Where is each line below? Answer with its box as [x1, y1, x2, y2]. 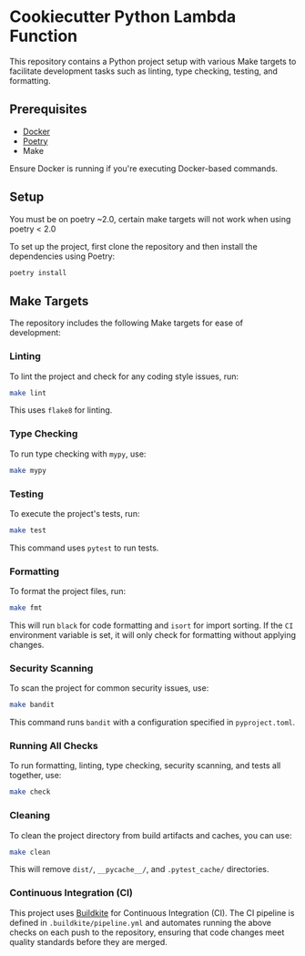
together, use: [9, 770, 62, 781]
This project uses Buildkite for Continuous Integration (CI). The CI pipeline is [9, 907, 295, 918]
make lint [9, 388, 47, 397]
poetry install [9, 268, 67, 277]
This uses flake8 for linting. [9, 405, 113, 416]
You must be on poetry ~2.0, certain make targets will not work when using [9, 213, 291, 224]
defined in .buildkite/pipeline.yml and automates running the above [9, 917, 271, 928]
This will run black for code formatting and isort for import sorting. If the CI [9, 620, 294, 631]
